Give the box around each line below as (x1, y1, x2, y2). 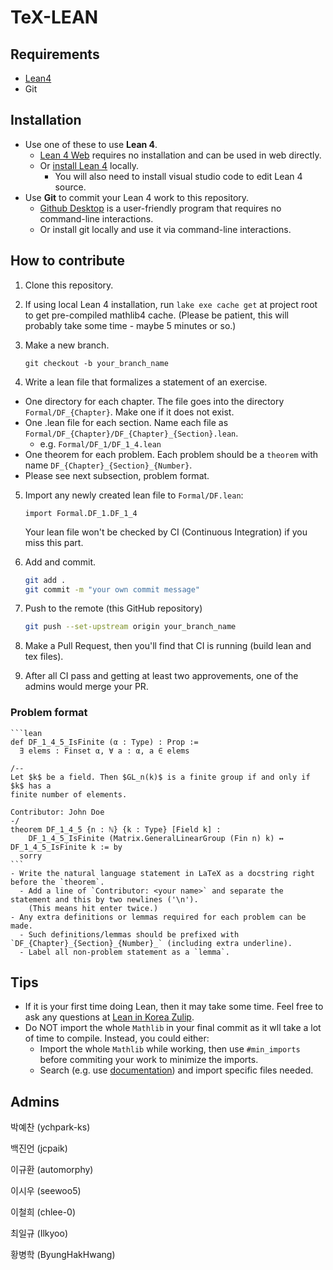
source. (54, 181, 87, 193)
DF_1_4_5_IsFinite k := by (10, 842, 123, 852)
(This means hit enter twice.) (28, 903, 159, 913)
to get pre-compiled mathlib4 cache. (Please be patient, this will (24, 309, 289, 321)
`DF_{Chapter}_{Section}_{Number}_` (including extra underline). (10, 938, 293, 948)
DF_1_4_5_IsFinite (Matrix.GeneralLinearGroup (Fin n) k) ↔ (28, 833, 284, 843)
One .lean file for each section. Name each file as (24, 416, 229, 428)
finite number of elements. (10, 789, 128, 800)
